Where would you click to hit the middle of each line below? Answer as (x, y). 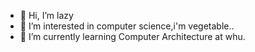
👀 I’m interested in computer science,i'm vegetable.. (127, 26)
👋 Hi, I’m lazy (46, 15)
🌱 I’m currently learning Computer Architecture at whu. (132, 36)
